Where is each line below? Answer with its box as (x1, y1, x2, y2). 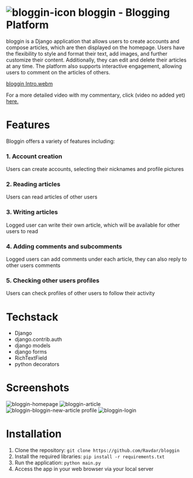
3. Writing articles (6, 208, 58, 216)
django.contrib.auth (14, 336, 63, 343)
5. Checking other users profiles (6, 276, 99, 284)
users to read (6, 227, 38, 234)
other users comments (6, 262, 61, 269)
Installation (6, 428, 62, 441)
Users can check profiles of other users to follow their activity (6, 290, 155, 297)
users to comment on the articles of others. (6, 69, 111, 76)
